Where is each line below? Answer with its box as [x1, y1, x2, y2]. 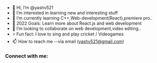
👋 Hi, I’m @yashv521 [12, 5, 54, 10]
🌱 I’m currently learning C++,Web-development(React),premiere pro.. [12, 15, 153, 21]
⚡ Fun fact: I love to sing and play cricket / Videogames [12, 31, 124, 37]
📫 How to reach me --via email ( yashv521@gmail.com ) [12, 38, 124, 44]
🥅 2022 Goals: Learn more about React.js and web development [12, 20, 142, 26]
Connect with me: [5, 52, 49, 59]
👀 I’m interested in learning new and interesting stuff [12, 10, 118, 16]
